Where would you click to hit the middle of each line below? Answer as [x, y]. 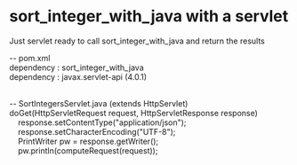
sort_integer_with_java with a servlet [149, 16]
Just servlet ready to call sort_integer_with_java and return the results [137, 41]
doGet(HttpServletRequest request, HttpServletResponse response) [133, 113]
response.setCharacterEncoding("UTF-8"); [96, 131]
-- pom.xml [30, 58]
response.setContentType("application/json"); [102, 122]
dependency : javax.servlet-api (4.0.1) [78, 76]
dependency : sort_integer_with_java [76, 67]
